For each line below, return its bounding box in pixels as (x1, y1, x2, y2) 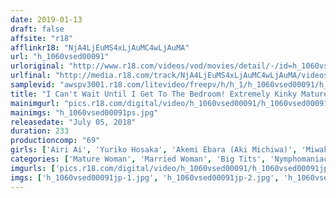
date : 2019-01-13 (10, 14, 83, 25)
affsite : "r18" (10, 33, 74, 43)
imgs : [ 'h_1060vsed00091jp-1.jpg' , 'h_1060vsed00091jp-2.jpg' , (10, 172, 280, 183)
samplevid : (10, 80, 56, 90)
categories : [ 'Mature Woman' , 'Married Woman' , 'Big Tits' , (10, 154, 267, 164)
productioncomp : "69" (10, 136, 101, 146)
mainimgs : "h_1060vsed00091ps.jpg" (10, 107, 159, 118)
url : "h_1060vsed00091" (10, 52, 110, 62)
